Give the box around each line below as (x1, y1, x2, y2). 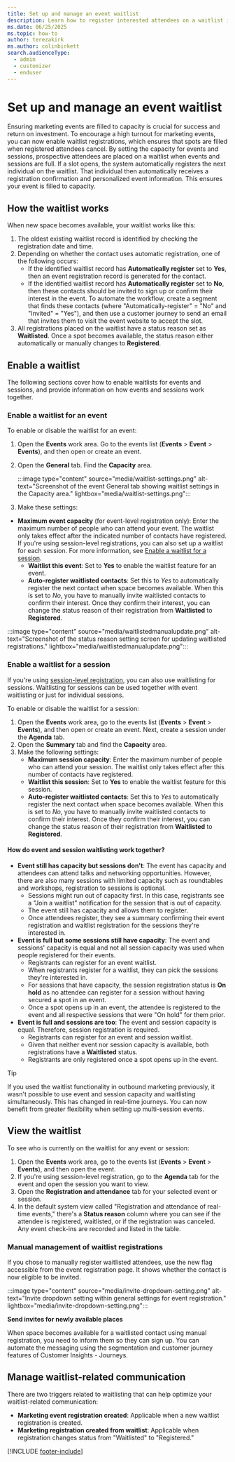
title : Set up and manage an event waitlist (7, 10, 139, 18)
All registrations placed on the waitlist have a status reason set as (17, 324, 206, 333)
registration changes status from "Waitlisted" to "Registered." (17, 1433, 194, 1442)
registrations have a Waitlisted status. (27, 1047, 138, 1056)
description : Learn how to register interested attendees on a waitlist (7, 17, 224, 24)
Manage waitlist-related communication (7, 1371, 186, 1383)
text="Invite (7, 1294, 41, 1302)
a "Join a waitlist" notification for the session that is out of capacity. (27, 898, 222, 907)
